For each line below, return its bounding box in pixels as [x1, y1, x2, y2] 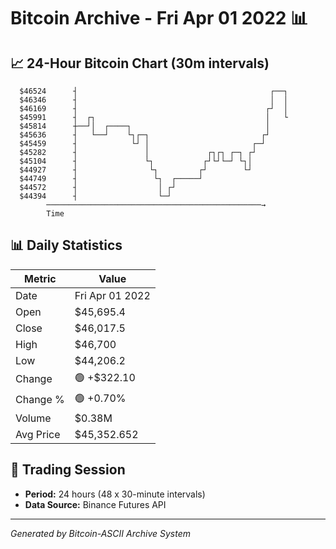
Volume [15, 411, 52, 425]
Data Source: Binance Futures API [24, 498, 167, 510]
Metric [24, 271, 57, 285]
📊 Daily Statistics [10, 237, 123, 254]
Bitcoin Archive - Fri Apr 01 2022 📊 [10, 7, 309, 30]
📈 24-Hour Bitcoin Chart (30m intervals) [10, 55, 270, 72]
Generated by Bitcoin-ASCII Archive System [10, 527, 191, 539]
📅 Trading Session [10, 461, 126, 479]
